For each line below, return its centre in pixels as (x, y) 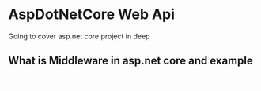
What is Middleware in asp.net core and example (130, 61)
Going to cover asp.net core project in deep (79, 36)
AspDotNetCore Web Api (92, 15)
